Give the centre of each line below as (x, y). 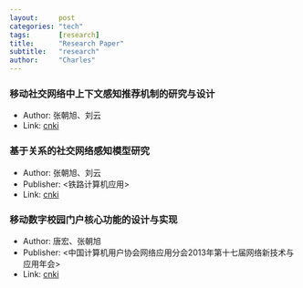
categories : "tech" (47, 26)
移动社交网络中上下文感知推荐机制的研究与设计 (112, 94)
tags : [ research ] (55, 35)
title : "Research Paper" (67, 43)
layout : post (42, 18)
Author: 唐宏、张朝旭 (62, 241)
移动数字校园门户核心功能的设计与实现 (94, 220)
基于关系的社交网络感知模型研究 (80, 151)
